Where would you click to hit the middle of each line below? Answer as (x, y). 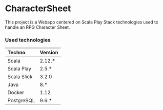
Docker (16, 92)
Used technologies (28, 40)
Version (49, 53)
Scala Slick (20, 77)
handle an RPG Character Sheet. (38, 27)
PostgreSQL (21, 101)
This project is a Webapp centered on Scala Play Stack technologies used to (82, 22)
